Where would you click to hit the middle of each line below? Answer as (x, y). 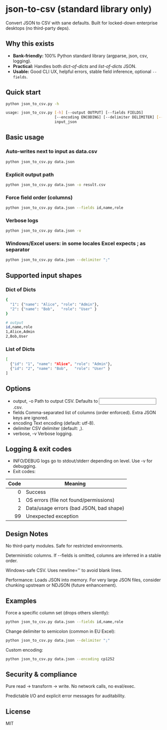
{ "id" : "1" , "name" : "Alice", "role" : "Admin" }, (61, 364)
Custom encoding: (25, 650)
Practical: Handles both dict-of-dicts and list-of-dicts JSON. (75, 66)
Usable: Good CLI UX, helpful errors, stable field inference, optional (82, 71)
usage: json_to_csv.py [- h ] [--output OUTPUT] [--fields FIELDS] (74, 113)
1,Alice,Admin (20, 332)
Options (18, 389)
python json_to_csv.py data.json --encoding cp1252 (60, 659)
